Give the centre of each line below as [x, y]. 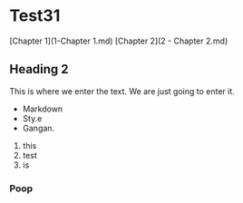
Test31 [35, 16]
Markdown [43, 109]
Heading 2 [39, 69]
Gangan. [39, 128]
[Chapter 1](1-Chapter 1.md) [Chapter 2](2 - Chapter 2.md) [119, 41]
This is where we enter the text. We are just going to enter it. [122, 91]
